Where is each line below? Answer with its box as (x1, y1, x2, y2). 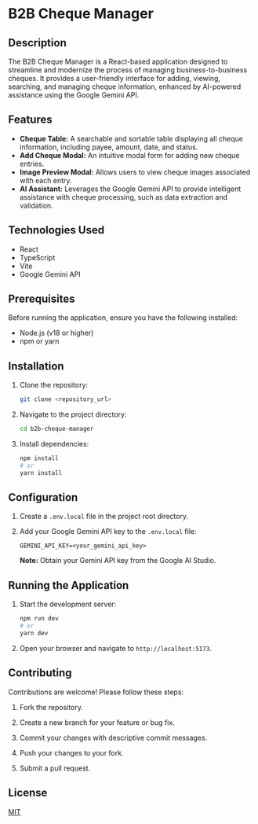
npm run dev (19, 615, 59, 623)
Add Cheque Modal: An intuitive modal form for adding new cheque (19, 150, 240, 160)
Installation (8, 359, 64, 373)
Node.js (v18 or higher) (19, 328, 94, 338)
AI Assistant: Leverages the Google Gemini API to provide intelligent (19, 184, 242, 193)
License (8, 786, 48, 800)
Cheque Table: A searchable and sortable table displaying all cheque (19, 134, 243, 143)
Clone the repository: (19, 381, 89, 390)
